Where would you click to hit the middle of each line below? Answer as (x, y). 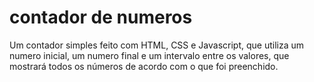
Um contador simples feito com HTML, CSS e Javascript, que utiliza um (157, 45)
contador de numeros (101, 17)
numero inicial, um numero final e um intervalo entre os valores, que (149, 55)
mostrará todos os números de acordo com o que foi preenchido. (144, 66)
